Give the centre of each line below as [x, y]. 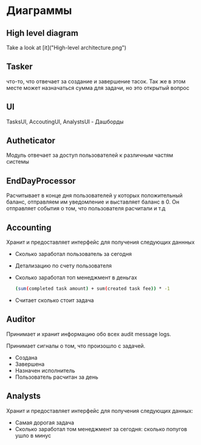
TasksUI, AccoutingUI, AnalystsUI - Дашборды [65, 122]
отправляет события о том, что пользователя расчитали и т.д [86, 209]
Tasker [20, 67]
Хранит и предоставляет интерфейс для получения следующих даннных [100, 242]
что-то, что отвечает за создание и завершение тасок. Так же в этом [96, 81]
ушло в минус [33, 435]
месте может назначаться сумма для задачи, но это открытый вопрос [98, 88]
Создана [26, 357]
